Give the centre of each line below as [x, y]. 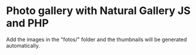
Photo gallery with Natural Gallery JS [98, 11]
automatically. [23, 46]
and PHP [27, 23]
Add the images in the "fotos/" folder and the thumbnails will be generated [97, 39]
